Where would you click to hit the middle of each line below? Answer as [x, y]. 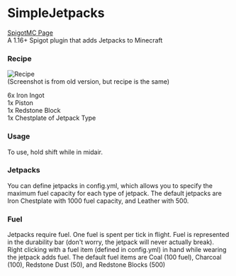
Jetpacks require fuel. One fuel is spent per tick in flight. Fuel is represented [118, 235]
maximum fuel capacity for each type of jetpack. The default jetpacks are [114, 193]
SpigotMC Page [30, 33]
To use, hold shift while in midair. [55, 152]
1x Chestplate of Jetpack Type [52, 118]
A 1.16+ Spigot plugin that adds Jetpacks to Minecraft [85, 40]
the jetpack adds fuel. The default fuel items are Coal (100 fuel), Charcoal [114, 258]
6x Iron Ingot [26, 95]
